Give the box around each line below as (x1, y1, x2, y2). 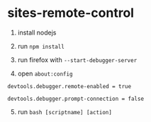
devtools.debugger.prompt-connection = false (7, 95, 144, 102)
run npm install (17, 42, 65, 50)
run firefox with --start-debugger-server (17, 55, 138, 64)
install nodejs (17, 28, 57, 37)
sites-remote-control (7, 5, 135, 21)
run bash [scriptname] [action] (17, 107, 112, 116)
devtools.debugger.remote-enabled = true (7, 83, 132, 90)
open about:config (17, 69, 73, 78)
